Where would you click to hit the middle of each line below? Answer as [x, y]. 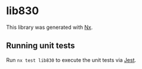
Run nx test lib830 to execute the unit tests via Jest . [71, 60]
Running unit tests [41, 46]
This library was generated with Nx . [49, 27]
